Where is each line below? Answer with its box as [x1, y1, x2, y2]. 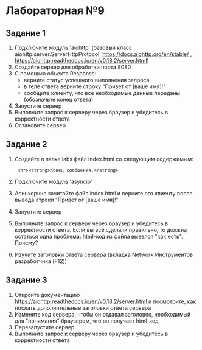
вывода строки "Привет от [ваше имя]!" [14, 196, 119, 203]
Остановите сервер [14, 122, 66, 128]
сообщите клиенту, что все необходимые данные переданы [23, 89, 181, 96]
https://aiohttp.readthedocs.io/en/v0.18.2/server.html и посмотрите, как [14, 298, 197, 305]
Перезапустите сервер [14, 323, 75, 331]
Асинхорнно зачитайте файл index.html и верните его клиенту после [14, 189, 193, 197]
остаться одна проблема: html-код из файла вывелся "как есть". [14, 233, 183, 240]
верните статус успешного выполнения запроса [23, 77, 150, 83]
